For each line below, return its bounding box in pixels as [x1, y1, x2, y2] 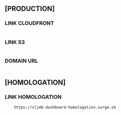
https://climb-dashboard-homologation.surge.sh [14, 104, 116, 110]
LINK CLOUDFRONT [5, 20, 54, 27]
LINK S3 [5, 39, 25, 46]
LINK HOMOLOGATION [5, 93, 62, 100]
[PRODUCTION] [5, 5, 55, 13]
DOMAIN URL [5, 57, 38, 64]
